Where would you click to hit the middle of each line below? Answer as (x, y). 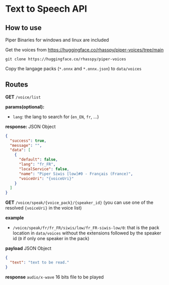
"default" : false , (38, 160)
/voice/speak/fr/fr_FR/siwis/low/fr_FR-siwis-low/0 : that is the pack (86, 228)
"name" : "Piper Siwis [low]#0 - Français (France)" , (76, 174)
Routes (17, 85)
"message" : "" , (26, 145)
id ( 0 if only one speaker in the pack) (51, 239)
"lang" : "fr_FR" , (37, 164)
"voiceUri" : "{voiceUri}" (46, 178)
